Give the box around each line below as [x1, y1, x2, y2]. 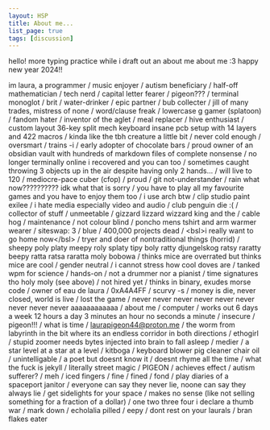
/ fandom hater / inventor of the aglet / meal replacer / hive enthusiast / [8, 114, 244, 125]
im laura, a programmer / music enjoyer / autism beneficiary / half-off [8, 81, 239, 90]
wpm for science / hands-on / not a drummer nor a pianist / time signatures [8, 269, 259, 279]
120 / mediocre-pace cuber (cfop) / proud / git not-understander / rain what [8, 175, 260, 184]
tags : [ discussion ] [8, 34, 74, 43]
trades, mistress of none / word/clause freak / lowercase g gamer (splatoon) [8, 106, 262, 116]
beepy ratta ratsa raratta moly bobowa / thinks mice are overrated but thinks [8, 251, 262, 262]
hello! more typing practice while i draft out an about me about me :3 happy [8, 56, 260, 66]
